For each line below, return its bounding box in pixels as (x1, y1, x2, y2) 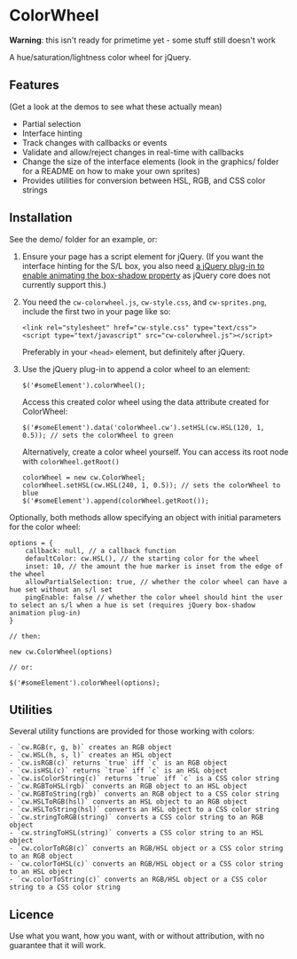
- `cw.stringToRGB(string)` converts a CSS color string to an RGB (9, 813, 264, 822)
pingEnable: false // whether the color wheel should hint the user (25, 592, 284, 602)
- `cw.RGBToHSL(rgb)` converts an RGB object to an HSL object (9, 782, 248, 791)
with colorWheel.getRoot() (21, 456, 120, 466)
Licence (9, 907, 55, 922)
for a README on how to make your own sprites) (21, 165, 201, 176)
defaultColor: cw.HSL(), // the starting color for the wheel (25, 554, 260, 563)
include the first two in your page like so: (21, 305, 171, 316)
